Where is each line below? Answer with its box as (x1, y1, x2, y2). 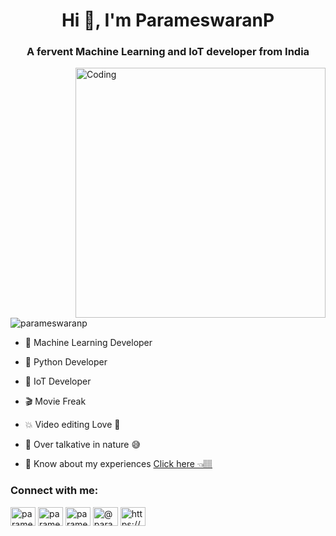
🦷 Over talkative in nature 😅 (24, 439, 142, 451)
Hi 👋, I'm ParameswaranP (61, 9, 275, 32)
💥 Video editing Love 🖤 (24, 419, 121, 431)
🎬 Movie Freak (24, 395, 87, 408)
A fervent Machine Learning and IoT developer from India (26, 45, 310, 59)
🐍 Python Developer (24, 356, 108, 368)
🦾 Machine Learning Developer (24, 337, 153, 349)
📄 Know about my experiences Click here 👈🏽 (24, 458, 213, 470)
